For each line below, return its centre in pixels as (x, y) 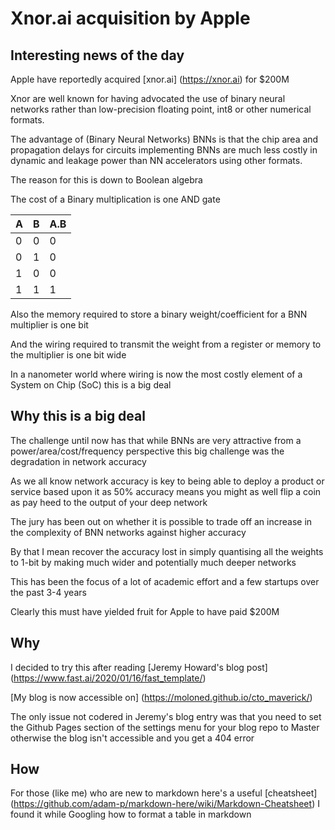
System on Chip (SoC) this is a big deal (91, 385)
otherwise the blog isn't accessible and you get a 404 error (132, 738)
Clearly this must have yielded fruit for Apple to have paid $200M (145, 611)
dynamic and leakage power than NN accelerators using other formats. (156, 160)
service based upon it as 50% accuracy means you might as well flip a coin (166, 491)
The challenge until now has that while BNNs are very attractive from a (156, 440)
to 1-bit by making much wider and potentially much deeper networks (153, 562)
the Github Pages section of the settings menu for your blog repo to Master (165, 727)
